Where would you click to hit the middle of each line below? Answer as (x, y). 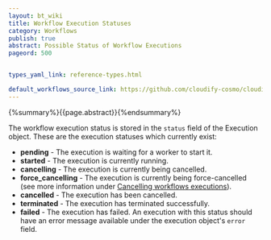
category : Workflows (43, 31)
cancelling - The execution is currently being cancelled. (113, 169)
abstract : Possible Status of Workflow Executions (95, 46)
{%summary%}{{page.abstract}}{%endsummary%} (95, 112)
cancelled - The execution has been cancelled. (98, 195)
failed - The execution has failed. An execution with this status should (136, 212)
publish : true (32, 38)
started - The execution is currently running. (94, 160)
